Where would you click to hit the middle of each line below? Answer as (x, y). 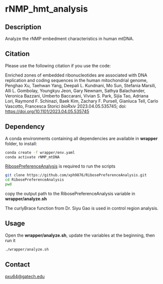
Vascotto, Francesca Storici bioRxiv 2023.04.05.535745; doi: (66, 106)
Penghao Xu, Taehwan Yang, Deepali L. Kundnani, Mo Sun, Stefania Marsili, (81, 85)
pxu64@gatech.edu (25, 276)
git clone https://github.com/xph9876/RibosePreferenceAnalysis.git (76, 175)
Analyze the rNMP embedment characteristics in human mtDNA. (70, 38)
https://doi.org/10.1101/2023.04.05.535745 (47, 111)
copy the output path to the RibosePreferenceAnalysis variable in (70, 194)
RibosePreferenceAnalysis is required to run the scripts (60, 166)
